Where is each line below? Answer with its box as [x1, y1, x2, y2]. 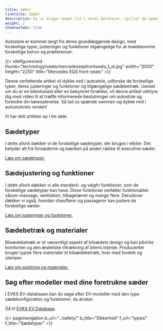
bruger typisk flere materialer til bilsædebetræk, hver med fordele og [5, 249, 142, 256]
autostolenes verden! [5, 104, 48, 110]
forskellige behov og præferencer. [5, 49, 73, 55]
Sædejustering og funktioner [5, 169, 94, 178]
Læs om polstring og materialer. [5, 264, 69, 270]
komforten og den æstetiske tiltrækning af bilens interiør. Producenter [5, 244, 145, 250]
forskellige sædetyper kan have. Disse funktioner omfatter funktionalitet [5, 187, 149, 193]
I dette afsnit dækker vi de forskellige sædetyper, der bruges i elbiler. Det [5, 140, 151, 146]
